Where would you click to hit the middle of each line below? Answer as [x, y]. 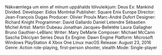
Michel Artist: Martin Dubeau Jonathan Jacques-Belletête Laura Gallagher [79, 27]
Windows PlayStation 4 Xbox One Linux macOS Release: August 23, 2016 [78, 42]
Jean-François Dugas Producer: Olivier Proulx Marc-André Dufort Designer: [80, 17]
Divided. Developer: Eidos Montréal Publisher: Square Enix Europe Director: [80, 12]
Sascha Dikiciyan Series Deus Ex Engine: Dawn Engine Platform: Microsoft [79, 37]
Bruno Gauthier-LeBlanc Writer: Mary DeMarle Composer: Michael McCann [80, 32]
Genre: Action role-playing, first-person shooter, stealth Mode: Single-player [81, 48]
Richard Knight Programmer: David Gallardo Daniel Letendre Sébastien [75, 22]
